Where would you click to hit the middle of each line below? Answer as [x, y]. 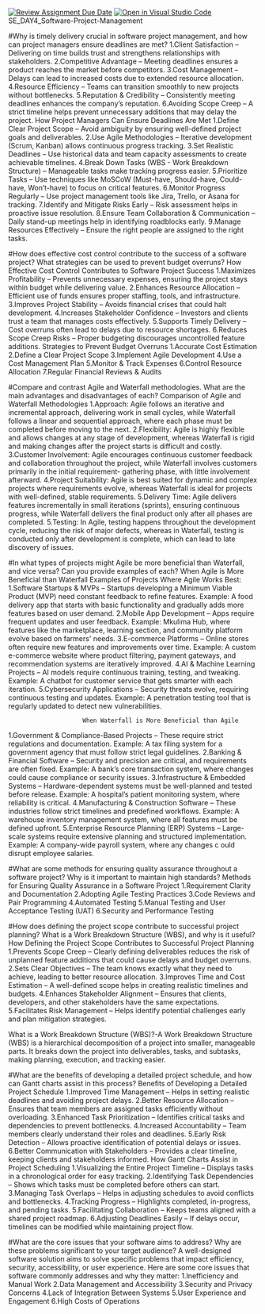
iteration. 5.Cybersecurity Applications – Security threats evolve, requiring [129, 689]
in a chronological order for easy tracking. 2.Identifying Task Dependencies [131, 1176]
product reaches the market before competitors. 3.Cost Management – [123, 70]
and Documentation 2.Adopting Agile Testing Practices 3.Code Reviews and [132, 894]
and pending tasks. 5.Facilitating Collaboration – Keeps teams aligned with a [132, 1210]
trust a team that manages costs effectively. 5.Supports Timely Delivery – [127, 321]
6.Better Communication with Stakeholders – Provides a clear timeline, [123, 1151]
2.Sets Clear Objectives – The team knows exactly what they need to [120, 968]
